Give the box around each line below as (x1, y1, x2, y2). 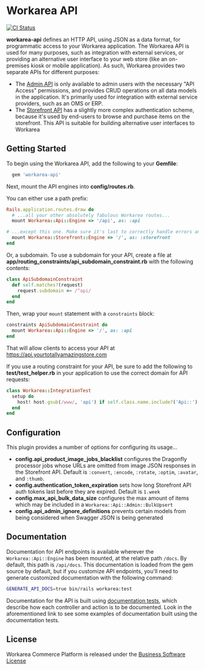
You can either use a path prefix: (6, 194, 88, 202)
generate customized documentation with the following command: (6, 574, 173, 581)
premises (6, 62, 30, 69)
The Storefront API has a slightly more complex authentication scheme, (15, 106, 195, 113)
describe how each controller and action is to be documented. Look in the (6, 603, 192, 611)
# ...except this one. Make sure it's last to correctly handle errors (6, 229, 192, 235)
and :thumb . (15, 475, 45, 483)
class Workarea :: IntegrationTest (6, 387, 92, 394)
